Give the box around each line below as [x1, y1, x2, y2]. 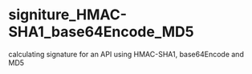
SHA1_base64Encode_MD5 [8, 23, 194, 41]
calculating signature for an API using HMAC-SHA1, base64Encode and [8, 49, 245, 59]
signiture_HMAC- [8, 6, 127, 24]
